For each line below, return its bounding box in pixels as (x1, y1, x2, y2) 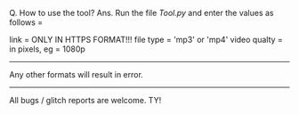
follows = (9, 17, 44, 28)
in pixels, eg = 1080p (9, 44, 86, 54)
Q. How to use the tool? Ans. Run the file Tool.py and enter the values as (9, 8, 274, 18)
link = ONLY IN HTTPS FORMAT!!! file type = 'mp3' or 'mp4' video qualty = (9, 35, 283, 45)
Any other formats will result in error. (9, 69, 144, 79)
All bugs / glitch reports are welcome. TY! (9, 95, 162, 105)
